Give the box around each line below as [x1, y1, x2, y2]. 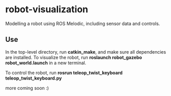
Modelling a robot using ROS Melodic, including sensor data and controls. [5, 20, 160, 27]
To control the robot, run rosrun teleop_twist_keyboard [5, 69, 123, 76]
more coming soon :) [5, 85, 50, 91]
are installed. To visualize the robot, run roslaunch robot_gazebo [5, 54, 142, 60]
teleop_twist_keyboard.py [5, 75, 62, 81]
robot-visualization [5, 4, 88, 15]
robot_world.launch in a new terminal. [5, 60, 87, 66]
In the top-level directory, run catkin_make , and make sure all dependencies [5, 49, 166, 55]
